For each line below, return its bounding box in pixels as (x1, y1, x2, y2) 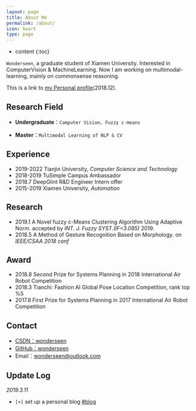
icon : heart (6, 25, 36, 32)
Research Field (6, 102, 63, 112)
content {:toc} (14, 48, 50, 55)
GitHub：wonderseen (14, 345, 69, 352)
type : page (6, 31, 34, 37)
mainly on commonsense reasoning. (29, 73, 119, 80)
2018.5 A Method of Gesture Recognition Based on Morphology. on (14, 231, 182, 238)
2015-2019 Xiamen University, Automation (14, 184, 120, 192)
